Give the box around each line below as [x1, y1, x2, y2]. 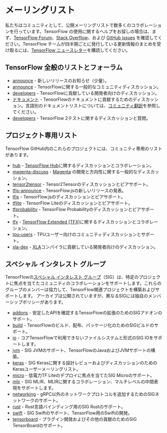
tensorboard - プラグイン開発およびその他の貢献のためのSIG [12, 416, 137, 422]
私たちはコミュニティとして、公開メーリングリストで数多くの [5, 22, 132, 28]
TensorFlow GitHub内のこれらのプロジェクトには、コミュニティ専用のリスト [5, 145, 163, 151]
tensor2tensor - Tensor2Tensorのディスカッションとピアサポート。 [12, 181, 151, 187]
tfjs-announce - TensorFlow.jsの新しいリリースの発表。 [12, 187, 127, 193]
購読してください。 [91, 47, 131, 53]
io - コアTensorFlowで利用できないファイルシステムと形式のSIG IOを [12, 335, 154, 341]
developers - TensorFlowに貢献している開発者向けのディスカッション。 [12, 90, 160, 96]
